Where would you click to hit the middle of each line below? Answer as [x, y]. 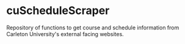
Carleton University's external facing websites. [65, 34]
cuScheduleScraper [58, 11]
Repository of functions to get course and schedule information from [93, 28]
